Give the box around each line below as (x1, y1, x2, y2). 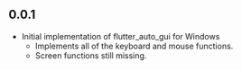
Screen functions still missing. (34, 49, 147, 61)
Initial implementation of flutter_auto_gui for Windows (21, 31, 220, 41)
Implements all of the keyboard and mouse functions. (34, 40, 234, 51)
